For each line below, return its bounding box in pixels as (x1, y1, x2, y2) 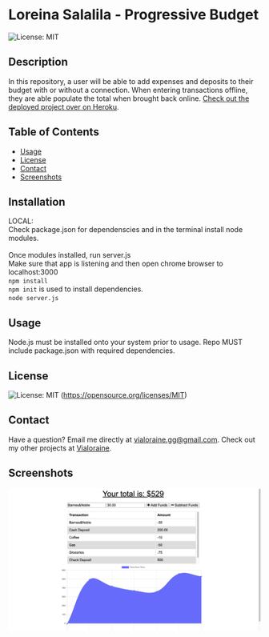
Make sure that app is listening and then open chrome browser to (8, 258, 224, 269)
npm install (8, 278, 48, 286)
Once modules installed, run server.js (8, 250, 131, 260)
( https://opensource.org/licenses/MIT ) (60, 391, 187, 399)
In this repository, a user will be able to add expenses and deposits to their (8, 76, 254, 86)
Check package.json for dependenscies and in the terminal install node (8, 225, 243, 234)
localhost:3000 (8, 267, 58, 277)
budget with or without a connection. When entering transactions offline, (8, 85, 248, 94)
